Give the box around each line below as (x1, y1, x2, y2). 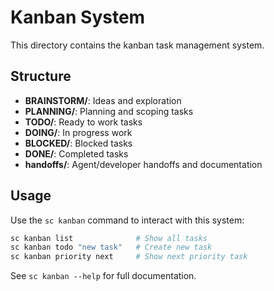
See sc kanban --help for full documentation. (10, 270, 197, 282)
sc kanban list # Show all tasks (10, 233, 208, 243)
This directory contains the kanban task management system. (10, 39, 265, 51)
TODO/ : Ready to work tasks (24, 116, 143, 128)
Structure (10, 68, 72, 85)
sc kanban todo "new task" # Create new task (10, 242, 213, 253)
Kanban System (10, 6, 146, 29)
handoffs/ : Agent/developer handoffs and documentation (24, 158, 263, 170)
